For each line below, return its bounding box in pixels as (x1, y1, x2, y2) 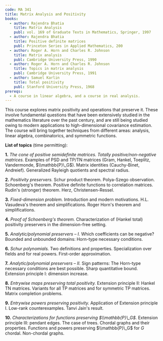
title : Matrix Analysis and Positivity (5, 12, 86, 17)
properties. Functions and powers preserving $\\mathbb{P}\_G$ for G (5, 325, 145, 331)
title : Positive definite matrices (14, 39, 86, 44)
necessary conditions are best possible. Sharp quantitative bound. (5, 266, 138, 272)
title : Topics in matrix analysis (14, 66, 84, 71)
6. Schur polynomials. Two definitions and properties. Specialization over (5, 246, 152, 252)
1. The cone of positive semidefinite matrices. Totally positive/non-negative (5, 152, 157, 158)
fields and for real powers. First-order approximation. (5, 251, 111, 257)
